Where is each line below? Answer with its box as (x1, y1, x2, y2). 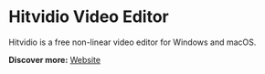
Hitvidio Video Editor (8, 6, 170, 27)
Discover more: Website (8, 54, 101, 65)
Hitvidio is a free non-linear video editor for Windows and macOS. (8, 37, 257, 48)
